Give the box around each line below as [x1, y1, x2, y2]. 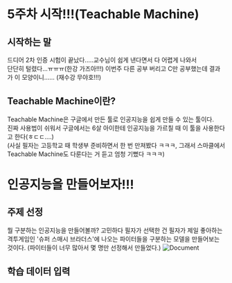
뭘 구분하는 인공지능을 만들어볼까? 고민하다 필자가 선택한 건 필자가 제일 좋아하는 [7, 226, 223, 234]
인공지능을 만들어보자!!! [7, 177, 134, 192]
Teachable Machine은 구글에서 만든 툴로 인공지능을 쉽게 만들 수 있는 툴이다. [7, 115, 215, 123]
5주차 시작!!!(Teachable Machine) [7, 6, 199, 22]
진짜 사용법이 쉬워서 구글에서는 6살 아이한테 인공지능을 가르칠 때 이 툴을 [7, 123, 202, 132]
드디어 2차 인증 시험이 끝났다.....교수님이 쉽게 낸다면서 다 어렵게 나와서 [7, 56, 197, 64]
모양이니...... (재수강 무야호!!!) [21, 74, 102, 81]
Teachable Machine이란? [7, 95, 116, 108]
